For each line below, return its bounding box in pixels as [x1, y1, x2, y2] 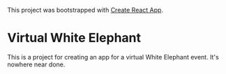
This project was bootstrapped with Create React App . [7, 6, 164, 14]
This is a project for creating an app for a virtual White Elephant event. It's [7, 53, 220, 61]
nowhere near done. [7, 60, 66, 68]
